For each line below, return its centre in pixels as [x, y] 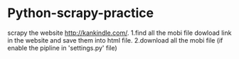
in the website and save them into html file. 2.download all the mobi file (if [115, 40]
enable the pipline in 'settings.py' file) [62, 48]
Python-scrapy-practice [81, 13]
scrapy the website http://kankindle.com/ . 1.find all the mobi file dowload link [119, 33]
